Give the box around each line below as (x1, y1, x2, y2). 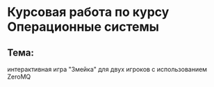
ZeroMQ (7, 72, 31, 81)
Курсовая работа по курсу (7, 4, 170, 20)
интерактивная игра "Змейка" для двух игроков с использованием (7, 65, 207, 73)
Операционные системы (7, 19, 160, 35)
